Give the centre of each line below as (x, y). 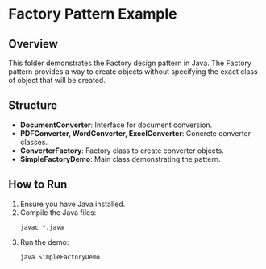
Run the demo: (44, 242)
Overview (33, 44)
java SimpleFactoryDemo (60, 257)
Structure (33, 106)
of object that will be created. (57, 80)
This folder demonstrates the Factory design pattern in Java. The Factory (130, 63)
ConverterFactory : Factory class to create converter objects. (122, 151)
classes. (34, 142)
